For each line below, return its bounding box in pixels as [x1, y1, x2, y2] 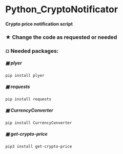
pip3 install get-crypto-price [5, 144, 72, 149]
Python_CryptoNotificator [5, 4, 118, 15]
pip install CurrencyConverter [5, 120, 72, 125]
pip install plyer [5, 73, 45, 78]
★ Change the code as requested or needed [5, 33, 117, 40]
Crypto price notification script [5, 20, 73, 27]
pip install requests [5, 96, 52, 102]
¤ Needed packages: [5, 47, 59, 54]
